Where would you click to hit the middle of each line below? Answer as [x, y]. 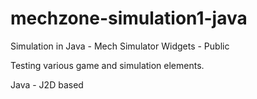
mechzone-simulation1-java [129, 18]
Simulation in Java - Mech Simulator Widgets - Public [120, 46]
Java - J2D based [47, 84]
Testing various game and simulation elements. [107, 65]
